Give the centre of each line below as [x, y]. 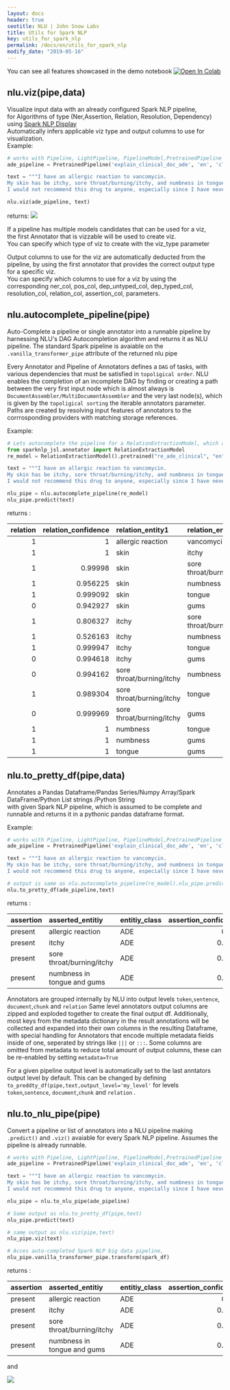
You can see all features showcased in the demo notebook [90, 71]
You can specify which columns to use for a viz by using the [92, 279]
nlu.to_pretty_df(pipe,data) [66, 776]
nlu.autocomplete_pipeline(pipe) [79, 315]
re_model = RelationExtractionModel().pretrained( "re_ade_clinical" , [108, 456]
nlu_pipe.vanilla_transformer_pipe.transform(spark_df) [88, 1258]
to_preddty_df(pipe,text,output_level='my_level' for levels [93, 1085]
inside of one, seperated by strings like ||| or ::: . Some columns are [104, 1043]
